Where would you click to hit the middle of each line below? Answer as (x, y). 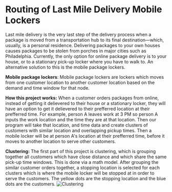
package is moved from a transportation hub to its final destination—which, (85, 40)
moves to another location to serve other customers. (61, 141)
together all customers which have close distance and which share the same (86, 157)
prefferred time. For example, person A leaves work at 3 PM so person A (82, 114)
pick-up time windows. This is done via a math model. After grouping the (82, 162)
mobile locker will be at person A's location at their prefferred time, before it (85, 136)
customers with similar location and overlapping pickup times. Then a (79, 130)
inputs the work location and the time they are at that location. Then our (81, 119)
